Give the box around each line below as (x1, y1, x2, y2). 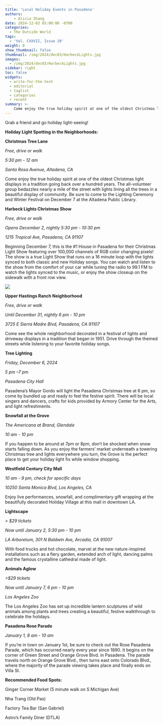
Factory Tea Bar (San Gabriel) (5, 705, 65, 711)
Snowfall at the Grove (5, 413, 49, 419)
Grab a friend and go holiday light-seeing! (5, 119, 89, 125)
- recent (9, 97, 27, 102)
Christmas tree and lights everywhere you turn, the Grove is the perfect (5, 451, 148, 457)
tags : (5, 34, 16, 39)
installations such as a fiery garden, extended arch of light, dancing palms (5, 551, 153, 557)
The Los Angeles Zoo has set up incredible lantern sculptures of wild (5, 603, 143, 609)
